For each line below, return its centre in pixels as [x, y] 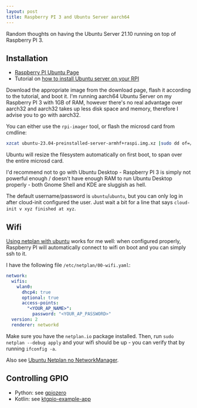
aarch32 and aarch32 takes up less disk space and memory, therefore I [92, 109]
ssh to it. [16, 254]
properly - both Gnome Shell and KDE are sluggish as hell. [76, 185]
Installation [27, 58]
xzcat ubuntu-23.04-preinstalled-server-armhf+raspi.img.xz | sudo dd [93, 144]
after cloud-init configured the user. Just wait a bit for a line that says [89, 203]
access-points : [40, 303]
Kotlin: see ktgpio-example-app [53, 399]
